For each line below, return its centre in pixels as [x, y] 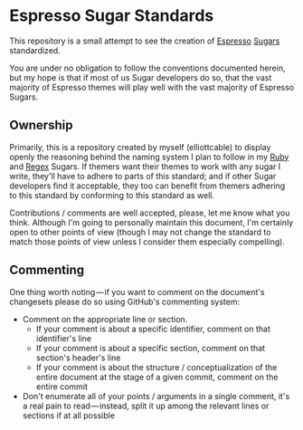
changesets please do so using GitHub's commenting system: [125, 301]
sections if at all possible [69, 415]
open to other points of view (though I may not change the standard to [140, 232]
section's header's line [78, 358]
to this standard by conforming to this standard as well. [112, 195]
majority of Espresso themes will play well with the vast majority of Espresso [152, 87]
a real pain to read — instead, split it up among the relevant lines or [146, 406]
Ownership [41, 125]
